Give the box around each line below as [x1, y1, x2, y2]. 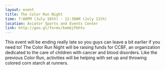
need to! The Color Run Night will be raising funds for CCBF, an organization [5, 44, 161, 50]
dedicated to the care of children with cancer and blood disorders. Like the [5, 50, 158, 56]
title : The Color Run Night [5, 12, 63, 17]
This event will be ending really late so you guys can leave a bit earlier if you [5, 39, 161, 45]
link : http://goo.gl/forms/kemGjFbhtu [5, 26, 85, 31]
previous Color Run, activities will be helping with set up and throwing [5, 55, 147, 61]
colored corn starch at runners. [5, 60, 69, 66]
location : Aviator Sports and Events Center [5, 21, 98, 26]
